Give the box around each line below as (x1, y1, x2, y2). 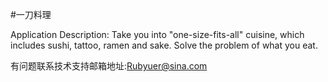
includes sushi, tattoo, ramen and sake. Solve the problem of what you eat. (10, 39, 318, 51)
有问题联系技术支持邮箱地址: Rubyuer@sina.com (10, 60, 208, 72)
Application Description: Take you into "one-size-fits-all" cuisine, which (10, 29, 305, 40)
